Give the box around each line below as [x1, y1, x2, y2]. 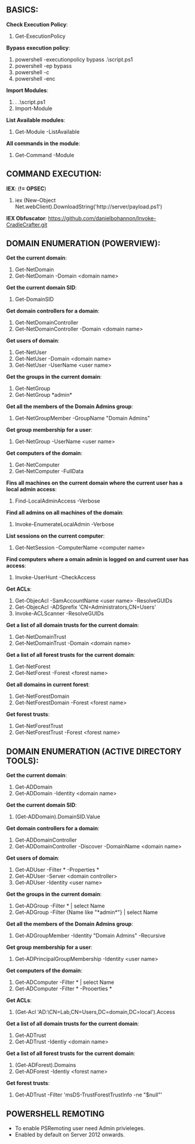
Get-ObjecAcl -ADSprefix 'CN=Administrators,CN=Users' [14, 603, 157, 611]
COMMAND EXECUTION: [6, 169, 102, 179]
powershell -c [14, 69, 50, 76]
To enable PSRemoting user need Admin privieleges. [14, 1125, 145, 1132]
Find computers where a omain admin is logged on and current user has [6, 556, 189, 563]
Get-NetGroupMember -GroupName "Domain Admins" [14, 415, 150, 422]
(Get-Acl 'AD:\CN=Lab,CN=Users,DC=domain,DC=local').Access [14, 1009, 175, 1016]
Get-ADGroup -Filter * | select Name [14, 903, 105, 910]
